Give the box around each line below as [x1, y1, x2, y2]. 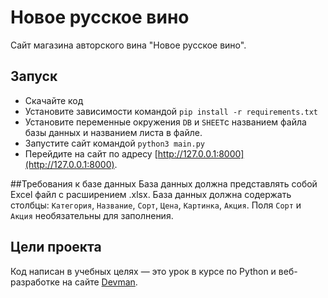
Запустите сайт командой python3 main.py [24, 137, 205, 149]
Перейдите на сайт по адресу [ [24, 147, 158, 160]
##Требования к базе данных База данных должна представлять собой [10, 177, 318, 190]
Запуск [10, 68, 58, 85]
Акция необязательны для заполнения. [10, 209, 174, 221]
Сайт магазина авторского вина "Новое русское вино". [10, 39, 247, 51]
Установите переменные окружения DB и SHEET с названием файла [24, 116, 307, 128]
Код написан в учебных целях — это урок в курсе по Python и [10, 265, 277, 277]
